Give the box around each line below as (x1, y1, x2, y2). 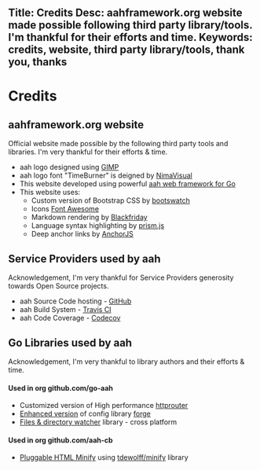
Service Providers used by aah (8, 252, 161, 266)
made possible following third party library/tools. (8, 19, 253, 32)
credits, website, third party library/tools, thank (8, 43, 245, 57)
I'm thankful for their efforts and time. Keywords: (8, 31, 253, 44)
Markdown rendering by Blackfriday (31, 212, 148, 222)
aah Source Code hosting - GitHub (19, 296, 132, 306)
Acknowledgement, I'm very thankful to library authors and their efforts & (8, 357, 245, 366)
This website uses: (19, 188, 81, 197)
